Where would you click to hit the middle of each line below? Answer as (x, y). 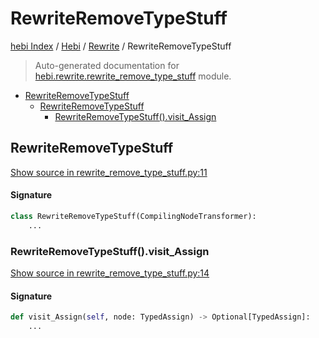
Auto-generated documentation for (107, 65)
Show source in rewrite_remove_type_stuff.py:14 (110, 273)
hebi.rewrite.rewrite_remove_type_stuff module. (133, 76)
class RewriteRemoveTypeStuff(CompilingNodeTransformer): (133, 216)
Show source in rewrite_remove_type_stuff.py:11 (109, 172)
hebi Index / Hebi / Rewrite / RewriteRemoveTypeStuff (121, 46)
